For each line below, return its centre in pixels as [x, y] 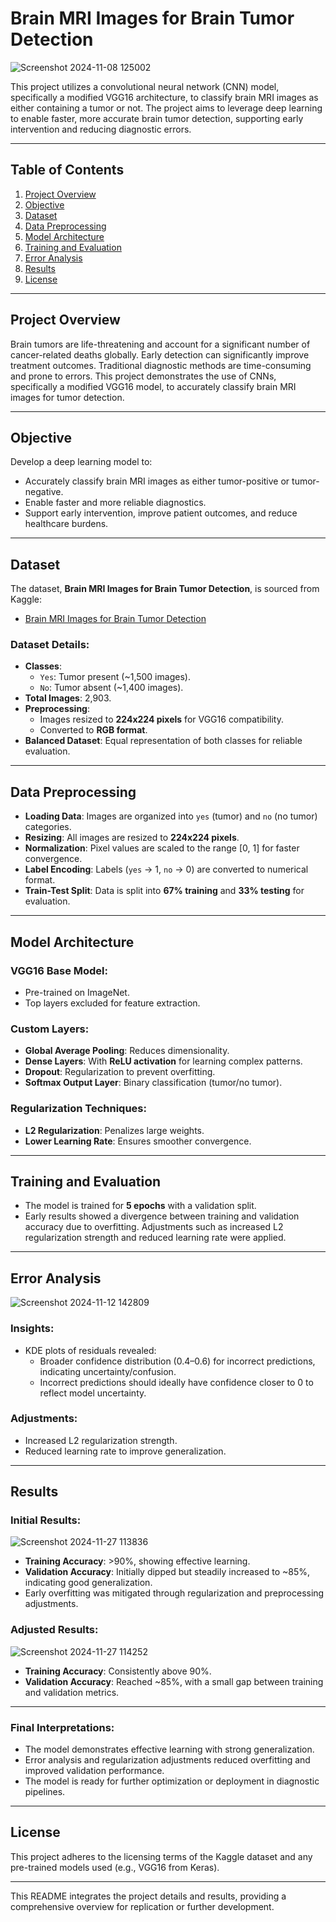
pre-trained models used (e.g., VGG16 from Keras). [115, 1867]
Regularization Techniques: [78, 1109]
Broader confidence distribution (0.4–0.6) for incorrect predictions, [177, 1361]
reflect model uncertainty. [93, 1393]
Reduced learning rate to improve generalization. [125, 1451]
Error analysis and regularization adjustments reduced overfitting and [167, 1760]
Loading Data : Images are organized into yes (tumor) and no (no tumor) [171, 816]
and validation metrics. [72, 1692]
